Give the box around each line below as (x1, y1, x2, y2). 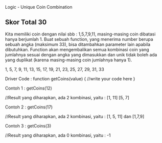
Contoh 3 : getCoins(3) (5, 123, 51, 128)
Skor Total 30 (5, 18, 47, 26)
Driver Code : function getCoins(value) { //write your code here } (5, 75, 136, 82)
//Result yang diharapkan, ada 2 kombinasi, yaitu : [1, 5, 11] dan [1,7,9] (5, 113, 144, 119)
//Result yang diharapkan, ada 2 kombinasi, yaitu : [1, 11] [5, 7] (5, 94, 130, 100)
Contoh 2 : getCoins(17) (5, 104, 53, 110)
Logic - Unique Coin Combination (5, 4, 72, 10)
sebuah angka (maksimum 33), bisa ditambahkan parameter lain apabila (5, 41, 151, 47)
